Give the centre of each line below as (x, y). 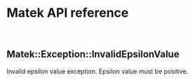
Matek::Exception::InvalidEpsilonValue (93, 54)
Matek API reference (68, 13)
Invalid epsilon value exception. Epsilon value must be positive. (97, 71)
